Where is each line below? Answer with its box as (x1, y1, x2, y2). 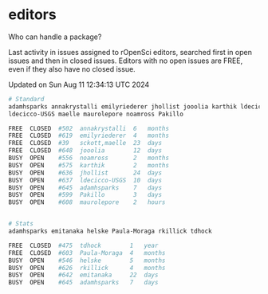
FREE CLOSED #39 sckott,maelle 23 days (8, 139, 162, 147)
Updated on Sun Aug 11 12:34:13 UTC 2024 (8, 80, 150, 89)
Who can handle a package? (8, 32, 102, 41)
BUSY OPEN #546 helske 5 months (8, 257, 166, 265)
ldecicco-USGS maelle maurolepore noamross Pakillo (8, 110, 183, 118)
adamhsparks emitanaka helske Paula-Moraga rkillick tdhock (8, 227, 213, 236)
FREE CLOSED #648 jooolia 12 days (8, 147, 162, 155)
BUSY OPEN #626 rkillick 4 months (8, 264, 166, 272)
